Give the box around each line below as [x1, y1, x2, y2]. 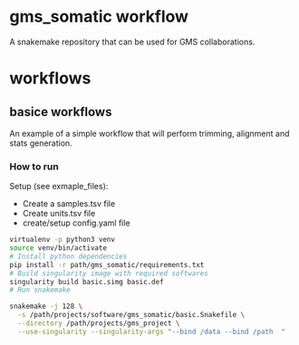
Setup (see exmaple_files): [9, 181, 109, 192]
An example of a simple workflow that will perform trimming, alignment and [9, 128, 290, 139]
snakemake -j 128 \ [9, 302, 83, 311]
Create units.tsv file [22, 208, 96, 219]
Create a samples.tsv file [22, 198, 116, 209]
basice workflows [9, 104, 112, 120]
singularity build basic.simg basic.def [9, 277, 165, 286]
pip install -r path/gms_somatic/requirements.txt [9, 260, 205, 269]
